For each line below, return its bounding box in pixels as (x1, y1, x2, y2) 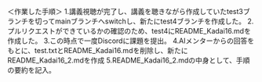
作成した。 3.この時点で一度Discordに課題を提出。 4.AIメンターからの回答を (7, 36, 255, 45)
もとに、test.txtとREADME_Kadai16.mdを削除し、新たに (7, 46, 188, 55)
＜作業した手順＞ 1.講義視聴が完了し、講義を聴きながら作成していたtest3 (7, 7, 244, 16)
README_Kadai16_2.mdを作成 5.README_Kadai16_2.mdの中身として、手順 (7, 55, 250, 65)
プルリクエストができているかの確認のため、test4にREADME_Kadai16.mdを (7, 27, 252, 35)
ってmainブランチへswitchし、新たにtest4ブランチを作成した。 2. (41, 16, 254, 26)
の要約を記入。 (7, 66, 56, 74)
